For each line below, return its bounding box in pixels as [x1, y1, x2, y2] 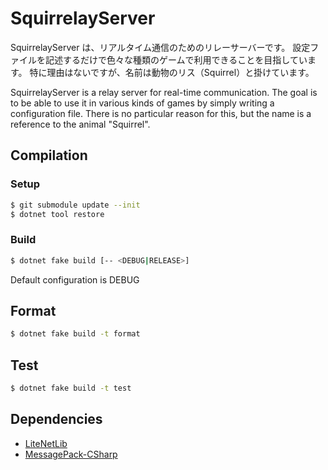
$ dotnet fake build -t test [10, 383, 132, 394]
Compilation [10, 147, 88, 164]
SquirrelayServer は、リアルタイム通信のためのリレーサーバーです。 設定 [10, 41, 311, 53]
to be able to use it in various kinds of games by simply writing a [10, 97, 275, 109]
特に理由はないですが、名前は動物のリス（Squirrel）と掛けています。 [29, 66, 315, 78]
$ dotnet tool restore [10, 209, 105, 219]
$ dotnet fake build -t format [10, 329, 141, 339]
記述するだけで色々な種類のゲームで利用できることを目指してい [44, 53, 308, 66]
